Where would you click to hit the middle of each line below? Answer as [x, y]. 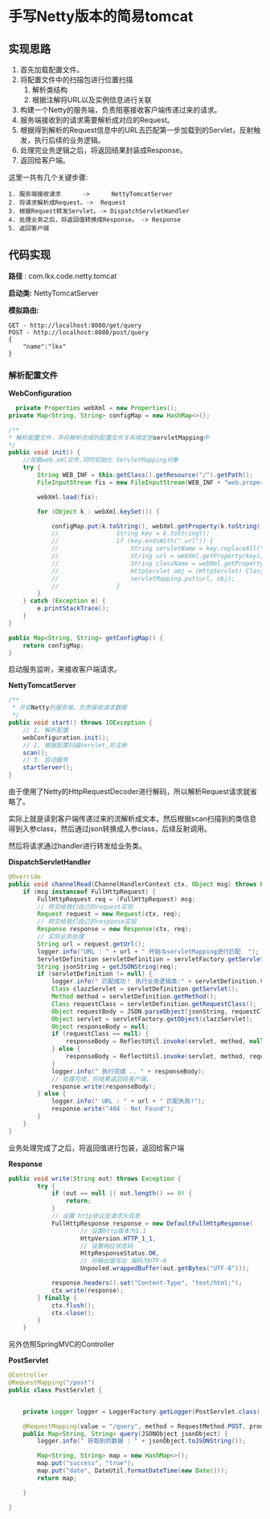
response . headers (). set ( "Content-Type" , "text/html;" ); [147, 1283]
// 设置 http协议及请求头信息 [96, 1216]
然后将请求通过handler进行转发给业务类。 [77, 846]
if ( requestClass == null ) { [100, 1034]
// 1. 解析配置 [46, 730]
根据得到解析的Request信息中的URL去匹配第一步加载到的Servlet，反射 [137, 130]
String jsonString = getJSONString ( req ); [108, 966]
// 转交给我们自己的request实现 [85, 907]
